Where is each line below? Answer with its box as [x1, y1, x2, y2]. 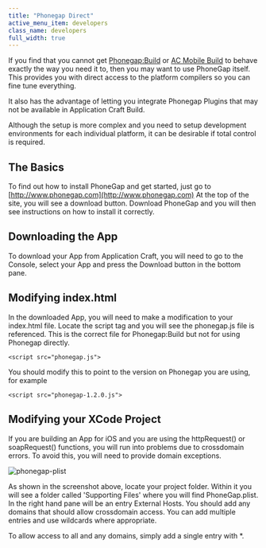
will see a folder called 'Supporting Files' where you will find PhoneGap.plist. [8, 490, 259, 499]
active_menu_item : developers [8, 19, 109, 27]
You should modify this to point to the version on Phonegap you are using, [8, 367, 251, 377]
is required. [8, 137, 45, 147]
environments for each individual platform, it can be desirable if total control [8, 129, 256, 139]
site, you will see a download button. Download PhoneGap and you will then [8, 198, 256, 208]
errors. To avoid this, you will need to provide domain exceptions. [8, 451, 222, 460]
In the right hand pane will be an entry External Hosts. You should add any [8, 499, 251, 508]
